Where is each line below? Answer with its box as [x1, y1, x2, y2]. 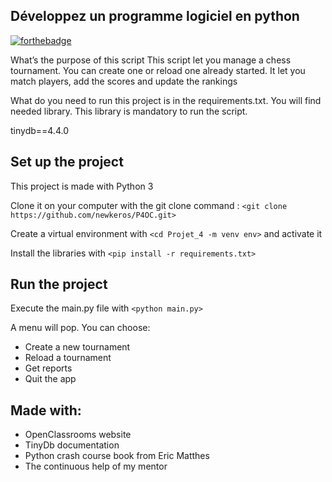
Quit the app [24, 373, 77, 385]
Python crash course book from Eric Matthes [24, 450, 210, 462]
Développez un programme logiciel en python [10, 8, 300, 25]
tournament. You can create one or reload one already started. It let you [10, 64, 306, 76]
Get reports [24, 362, 73, 374]
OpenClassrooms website [24, 429, 132, 441]
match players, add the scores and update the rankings [10, 75, 238, 87]
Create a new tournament [24, 341, 131, 353]
